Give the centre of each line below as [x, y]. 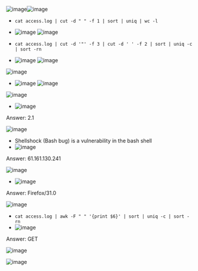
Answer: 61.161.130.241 [33, 158]
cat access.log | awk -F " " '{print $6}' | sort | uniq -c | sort [99, 216]
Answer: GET [22, 239]
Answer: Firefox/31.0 [31, 193]
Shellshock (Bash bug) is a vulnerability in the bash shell [83, 141]
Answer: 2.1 [20, 118]
